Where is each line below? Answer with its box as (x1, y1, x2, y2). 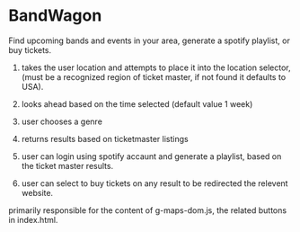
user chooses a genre (21, 116, 102, 127)
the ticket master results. (21, 160, 114, 171)
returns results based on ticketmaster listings (21, 133, 190, 144)
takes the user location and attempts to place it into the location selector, (21, 62, 291, 73)
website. (21, 187, 54, 198)
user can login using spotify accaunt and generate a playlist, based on (21, 150, 282, 162)
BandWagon (8, 5, 102, 26)
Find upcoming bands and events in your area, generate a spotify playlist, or (8, 35, 291, 46)
